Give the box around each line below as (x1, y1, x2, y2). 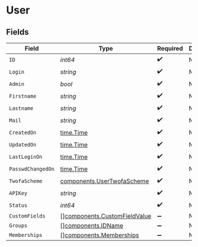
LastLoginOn (9, 153, 43, 160)
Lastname (9, 105, 34, 112)
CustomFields (9, 213, 46, 219)
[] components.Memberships (60, 231, 140, 239)
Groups (9, 222, 28, 229)
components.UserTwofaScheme (60, 177, 149, 185)
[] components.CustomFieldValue (60, 212, 151, 220)
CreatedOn (9, 129, 37, 136)
